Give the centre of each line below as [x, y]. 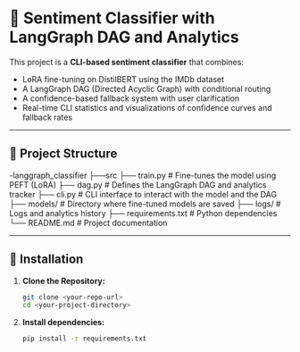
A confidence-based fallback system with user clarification [131, 98]
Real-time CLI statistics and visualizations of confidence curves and [147, 107]
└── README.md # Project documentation [88, 222]
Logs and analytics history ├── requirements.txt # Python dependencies [143, 213]
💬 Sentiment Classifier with [112, 18]
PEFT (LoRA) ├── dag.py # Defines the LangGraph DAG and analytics [138, 184]
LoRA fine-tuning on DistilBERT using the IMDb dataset [123, 79]
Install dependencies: [63, 323]
